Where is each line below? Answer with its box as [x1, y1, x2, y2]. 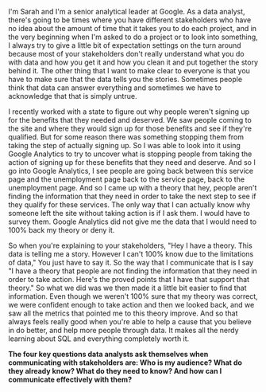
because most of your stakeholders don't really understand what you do [8, 49, 245, 58]
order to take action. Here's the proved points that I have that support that [8, 275, 250, 284]
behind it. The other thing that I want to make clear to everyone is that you [8, 66, 250, 75]
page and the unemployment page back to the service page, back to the [8, 174, 245, 184]
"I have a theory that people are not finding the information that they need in [8, 266, 258, 276]
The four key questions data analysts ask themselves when [8, 350, 209, 359]
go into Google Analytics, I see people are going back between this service [8, 167, 254, 175]
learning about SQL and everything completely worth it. [8, 334, 190, 343]
